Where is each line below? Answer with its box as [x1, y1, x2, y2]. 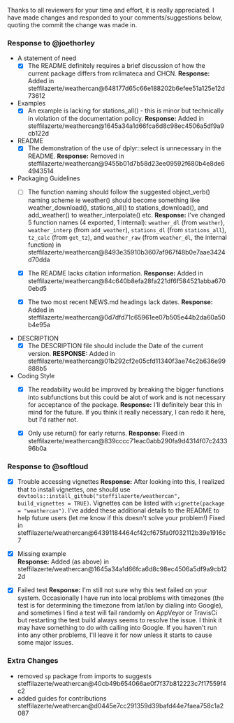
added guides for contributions [17, 694, 107, 702]
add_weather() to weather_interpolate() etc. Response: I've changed [27, 210, 226, 219]
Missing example [17, 550, 66, 558]
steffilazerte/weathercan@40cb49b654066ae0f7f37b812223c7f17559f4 [17, 679, 227, 687]
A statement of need [17, 54, 77, 62]
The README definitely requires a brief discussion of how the [27, 62, 206, 70]
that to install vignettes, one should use [17, 485, 131, 494]
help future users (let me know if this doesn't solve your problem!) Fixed [17, 514, 226, 522]
